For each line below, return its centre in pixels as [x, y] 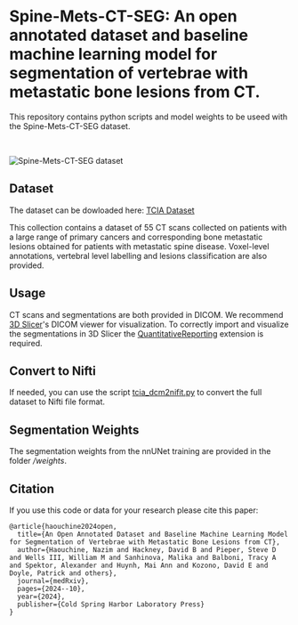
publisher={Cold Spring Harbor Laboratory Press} [111, 605]
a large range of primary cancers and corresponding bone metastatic [136, 237]
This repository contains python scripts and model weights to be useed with [149, 117]
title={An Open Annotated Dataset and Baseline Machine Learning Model [153, 534]
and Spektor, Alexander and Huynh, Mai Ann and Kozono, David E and [139, 565]
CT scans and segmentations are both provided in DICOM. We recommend [146, 314]
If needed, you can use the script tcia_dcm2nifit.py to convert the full [136, 393]
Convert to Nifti [52, 371]
